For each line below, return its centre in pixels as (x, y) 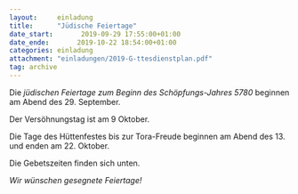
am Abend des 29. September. (65, 101)
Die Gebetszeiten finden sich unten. (75, 163)
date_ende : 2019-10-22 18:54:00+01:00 (93, 42)
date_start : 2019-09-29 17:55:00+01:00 (95, 34)
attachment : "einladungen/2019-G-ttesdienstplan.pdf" (111, 59)
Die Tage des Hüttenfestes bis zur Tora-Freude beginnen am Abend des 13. (148, 136)
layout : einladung (51, 17)
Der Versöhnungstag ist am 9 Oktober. (80, 119)
